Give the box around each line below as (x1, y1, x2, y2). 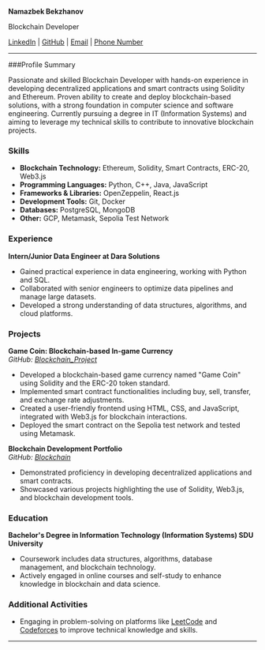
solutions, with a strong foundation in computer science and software (8, 100, 234, 110)
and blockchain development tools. (19, 493, 134, 502)
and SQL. (19, 275, 50, 284)
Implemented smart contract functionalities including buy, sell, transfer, (19, 386, 251, 396)
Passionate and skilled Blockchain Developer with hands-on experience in (8, 75, 248, 85)
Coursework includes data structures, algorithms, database (19, 554, 213, 564)
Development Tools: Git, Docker (19, 197, 126, 206)
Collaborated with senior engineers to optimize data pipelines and (19, 284, 234, 293)
